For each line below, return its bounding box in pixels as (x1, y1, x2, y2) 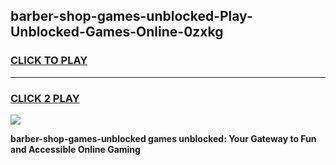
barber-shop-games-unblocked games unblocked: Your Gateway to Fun (10, 132, 317, 144)
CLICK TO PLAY (10, 54, 88, 68)
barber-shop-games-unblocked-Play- (10, 8, 253, 25)
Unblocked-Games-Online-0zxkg (10, 24, 224, 41)
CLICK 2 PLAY (10, 91, 80, 105)
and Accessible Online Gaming (10, 143, 141, 155)
